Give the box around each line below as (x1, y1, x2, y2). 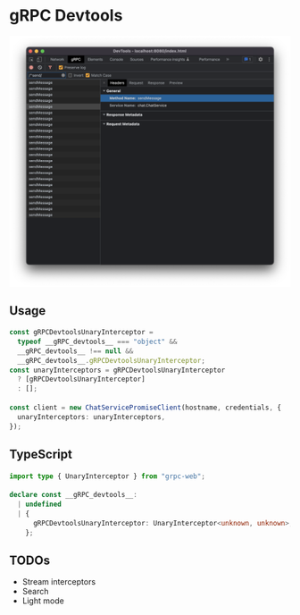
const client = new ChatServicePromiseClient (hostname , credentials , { (9, 403, 281, 412)
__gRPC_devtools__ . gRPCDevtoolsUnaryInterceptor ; (17, 356, 205, 365)
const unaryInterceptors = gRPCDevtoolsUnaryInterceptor (9, 366, 226, 375)
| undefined (17, 500, 62, 510)
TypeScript (9, 447, 73, 462)
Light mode (21, 595, 64, 606)
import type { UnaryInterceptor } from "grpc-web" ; (9, 471, 205, 481)
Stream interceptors (21, 577, 96, 587)
